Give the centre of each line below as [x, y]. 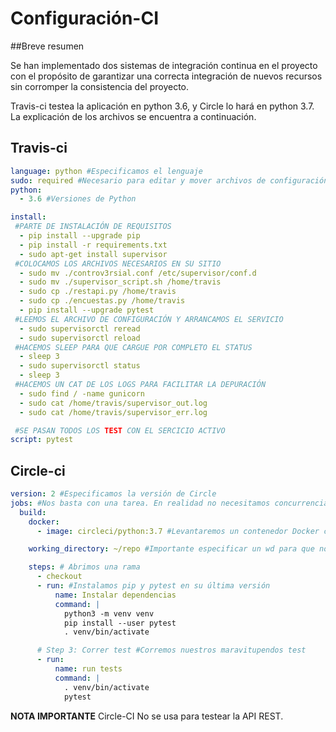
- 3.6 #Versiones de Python [78, 199]
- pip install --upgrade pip [80, 236]
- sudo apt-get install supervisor [93, 254]
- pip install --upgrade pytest [87, 310]
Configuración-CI [85, 18]
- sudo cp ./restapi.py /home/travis [98, 292]
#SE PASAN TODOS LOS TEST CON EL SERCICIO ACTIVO [120, 430]
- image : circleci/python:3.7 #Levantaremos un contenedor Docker [178, 531]
